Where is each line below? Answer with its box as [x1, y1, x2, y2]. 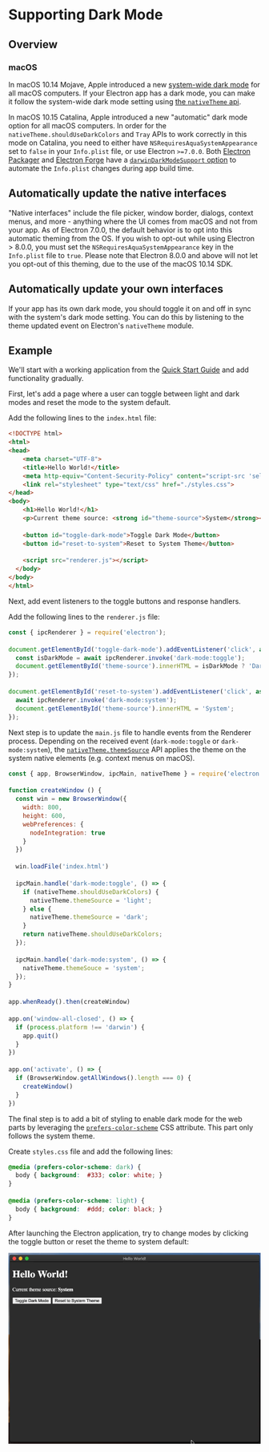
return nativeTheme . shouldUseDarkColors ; [22, 930, 163, 939]
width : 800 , [22, 803, 62, 811]
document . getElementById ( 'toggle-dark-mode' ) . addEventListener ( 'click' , [8, 645, 256, 653]
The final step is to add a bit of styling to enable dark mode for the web [8, 1114, 243, 1123]
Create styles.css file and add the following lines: [8, 1147, 174, 1156]
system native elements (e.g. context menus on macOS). [8, 753, 195, 762]
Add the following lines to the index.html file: [8, 413, 157, 423]
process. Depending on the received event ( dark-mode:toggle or [8, 736, 220, 746]
